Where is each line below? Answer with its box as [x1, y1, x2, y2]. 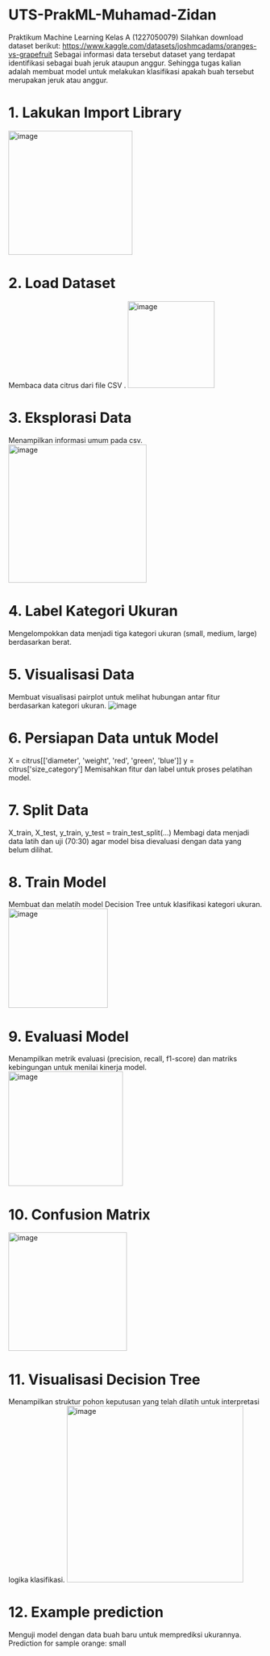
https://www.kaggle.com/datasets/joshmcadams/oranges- [62, 40, 257, 50]
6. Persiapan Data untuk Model [8, 729, 219, 747]
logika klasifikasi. [8, 1575, 65, 1585]
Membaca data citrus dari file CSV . [8, 380, 127, 390]
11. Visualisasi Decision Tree [8, 1370, 201, 1389]
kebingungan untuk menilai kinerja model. [8, 1063, 147, 1073]
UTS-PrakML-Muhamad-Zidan [8, 6, 217, 24]
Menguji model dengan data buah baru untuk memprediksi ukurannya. [8, 1630, 242, 1640]
